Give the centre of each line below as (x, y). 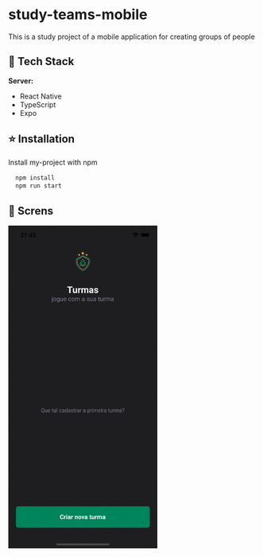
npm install (35, 178)
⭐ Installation (42, 139)
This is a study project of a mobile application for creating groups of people (132, 37)
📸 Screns (31, 211)
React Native (41, 96)
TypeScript (38, 104)
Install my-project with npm (53, 162)
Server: (21, 80)
